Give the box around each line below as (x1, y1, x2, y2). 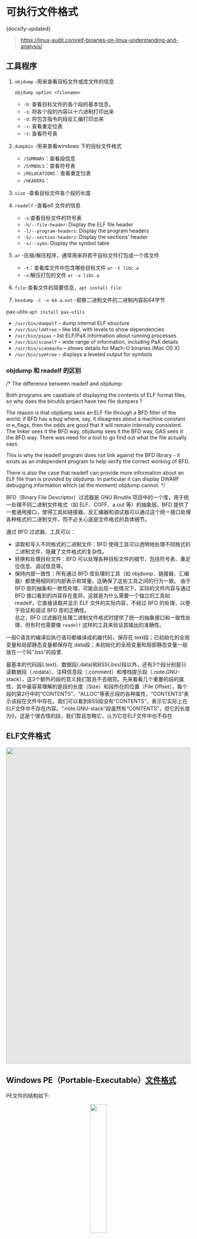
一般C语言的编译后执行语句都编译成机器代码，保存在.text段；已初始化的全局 (6, 634, 191, 641)
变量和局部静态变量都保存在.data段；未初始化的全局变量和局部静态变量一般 (6, 641, 188, 648)
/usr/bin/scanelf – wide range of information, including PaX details (14, 338, 179, 345)
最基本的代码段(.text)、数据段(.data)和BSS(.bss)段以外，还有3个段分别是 (6, 661, 182, 668)
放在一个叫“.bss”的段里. (6, 649, 63, 656)
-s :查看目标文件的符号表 (23, 214, 82, 221)
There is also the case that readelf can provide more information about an (6, 469, 184, 476)
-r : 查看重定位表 (23, 123, 63, 130)
